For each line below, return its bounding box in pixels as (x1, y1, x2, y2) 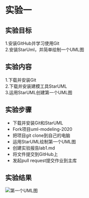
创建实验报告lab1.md (12, 145, 55, 151)
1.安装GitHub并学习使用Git (5, 41, 59, 46)
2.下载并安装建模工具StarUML (5, 83, 67, 89)
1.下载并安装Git (5, 77, 37, 83)
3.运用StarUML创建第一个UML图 (5, 89, 73, 95)
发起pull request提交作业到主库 (12, 157, 77, 163)
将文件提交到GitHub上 (12, 151, 58, 157)
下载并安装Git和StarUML (12, 120, 63, 126)
